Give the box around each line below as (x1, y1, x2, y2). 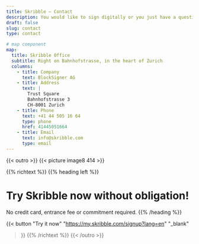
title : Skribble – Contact (6, 8, 73, 15)
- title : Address (17, 80, 60, 86)
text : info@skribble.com (21, 135, 84, 141)
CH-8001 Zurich (27, 102, 65, 108)
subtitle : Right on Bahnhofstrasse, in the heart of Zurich (11, 57, 163, 64)
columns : (11, 63, 33, 69)
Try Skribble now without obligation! (6, 189, 190, 202)
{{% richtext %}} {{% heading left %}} (6, 168, 99, 175)
